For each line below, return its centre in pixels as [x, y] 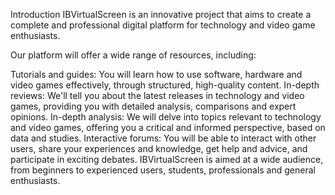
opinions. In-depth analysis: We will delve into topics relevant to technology [166, 117]
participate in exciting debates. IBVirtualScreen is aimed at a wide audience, [167, 159]
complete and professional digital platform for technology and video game [163, 25]
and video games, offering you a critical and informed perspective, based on [168, 127]
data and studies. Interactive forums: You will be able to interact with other [163, 138]
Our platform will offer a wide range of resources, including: [133, 55]
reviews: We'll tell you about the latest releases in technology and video [157, 95]
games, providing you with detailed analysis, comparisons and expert [153, 106]
